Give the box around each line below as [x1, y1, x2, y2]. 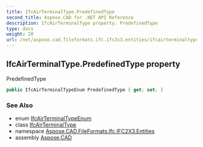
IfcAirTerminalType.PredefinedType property [6, 59, 181, 69]
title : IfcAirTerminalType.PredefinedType [6, 8, 115, 15]
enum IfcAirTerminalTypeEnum [14, 114, 92, 122]
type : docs [6, 25, 34, 32]
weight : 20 [6, 31, 34, 37]
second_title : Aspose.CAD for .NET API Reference [6, 14, 134, 20]
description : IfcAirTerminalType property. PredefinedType [6, 20, 158, 26]
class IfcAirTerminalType [14, 121, 77, 128]
